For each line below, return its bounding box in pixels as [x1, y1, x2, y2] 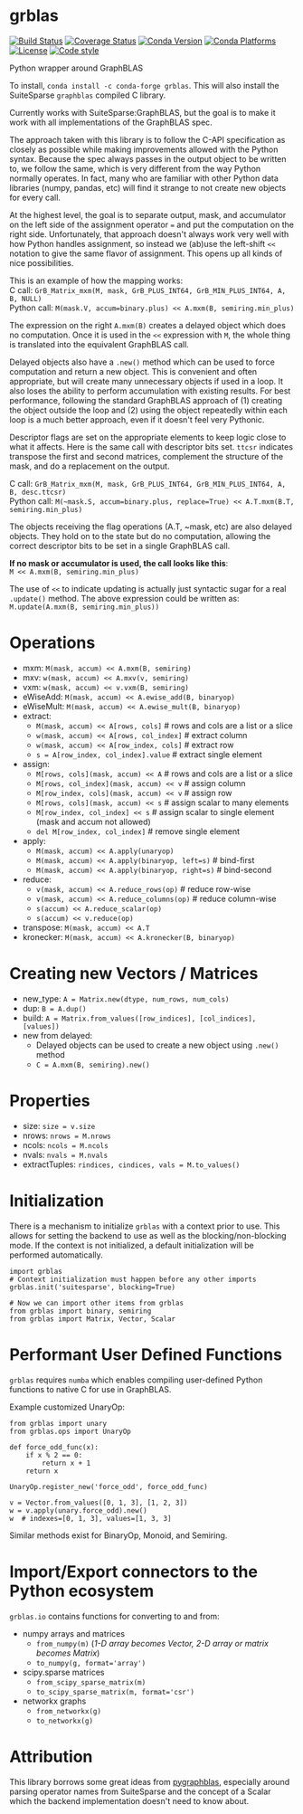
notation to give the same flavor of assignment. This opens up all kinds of [9, 248, 283, 259]
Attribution [9, 1746, 93, 1767]
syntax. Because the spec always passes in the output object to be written [9, 153, 287, 164]
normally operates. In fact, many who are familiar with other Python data [9, 173, 279, 184]
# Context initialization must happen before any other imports [9, 1275, 257, 1284]
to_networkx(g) [35, 1716, 93, 1725]
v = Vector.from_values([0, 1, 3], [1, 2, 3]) [9, 1498, 188, 1507]
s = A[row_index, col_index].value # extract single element [35, 748, 262, 760]
